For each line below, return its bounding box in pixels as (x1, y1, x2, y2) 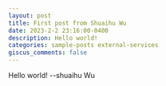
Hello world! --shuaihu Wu (8, 71, 96, 80)
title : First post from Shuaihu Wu (8, 19, 127, 27)
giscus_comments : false (8, 49, 88, 57)
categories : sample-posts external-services (8, 41, 159, 49)
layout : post (8, 11, 52, 20)
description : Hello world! (8, 33, 98, 42)
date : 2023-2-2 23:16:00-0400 (8, 26, 109, 34)
